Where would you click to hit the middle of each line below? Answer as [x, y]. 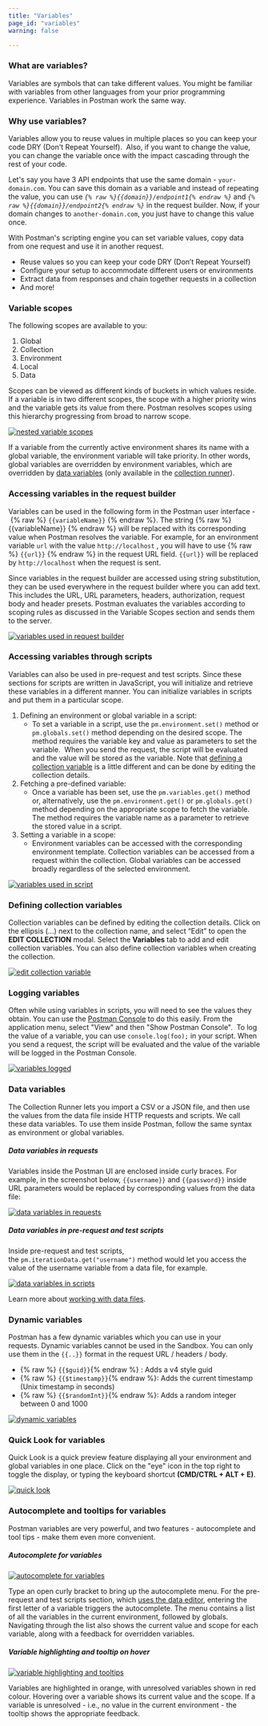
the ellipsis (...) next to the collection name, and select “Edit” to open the [127, 931]
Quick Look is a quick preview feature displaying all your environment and [130, 1457]
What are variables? [48, 66]
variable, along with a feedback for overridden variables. [102, 1634]
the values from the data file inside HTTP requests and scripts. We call [124, 1115]
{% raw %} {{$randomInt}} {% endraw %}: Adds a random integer [128, 1395]
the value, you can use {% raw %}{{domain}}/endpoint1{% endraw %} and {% [132, 197]
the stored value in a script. [77, 826]
